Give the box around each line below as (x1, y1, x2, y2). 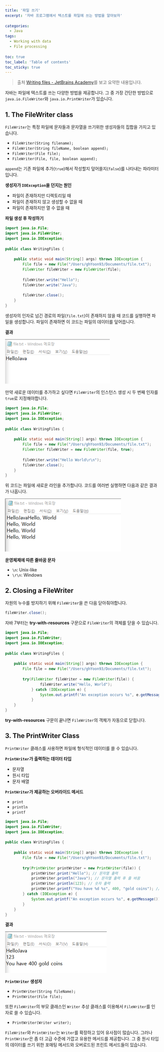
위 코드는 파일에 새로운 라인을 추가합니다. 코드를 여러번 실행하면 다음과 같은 (5, 483, 148, 489)
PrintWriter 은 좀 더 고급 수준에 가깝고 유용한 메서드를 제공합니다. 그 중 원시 (5, 1036, 150, 1042)
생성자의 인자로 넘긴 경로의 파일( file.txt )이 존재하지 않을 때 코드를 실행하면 (5, 313, 151, 318)
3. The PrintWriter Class (5, 732, 80, 740)
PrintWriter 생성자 (5, 979, 42, 984)
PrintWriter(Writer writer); (12, 1021, 72, 1026)
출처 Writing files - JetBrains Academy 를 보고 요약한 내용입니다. (17, 79, 143, 85)
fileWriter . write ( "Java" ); (22, 282, 78, 288)
